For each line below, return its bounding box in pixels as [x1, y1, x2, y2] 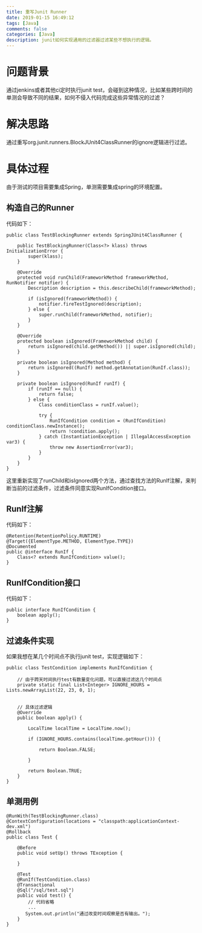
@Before [17, 844, 36, 851]
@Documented [6, 544, 36, 550]
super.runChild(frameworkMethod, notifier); [38, 312, 153, 318]
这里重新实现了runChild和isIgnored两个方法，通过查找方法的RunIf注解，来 [6, 477, 191, 484]
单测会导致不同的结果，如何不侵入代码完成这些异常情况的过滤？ [6, 93, 165, 101]
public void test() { [17, 892, 71, 898]
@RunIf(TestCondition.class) [17, 877, 91, 883]
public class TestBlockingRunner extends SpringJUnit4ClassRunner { [6, 232, 183, 238]
